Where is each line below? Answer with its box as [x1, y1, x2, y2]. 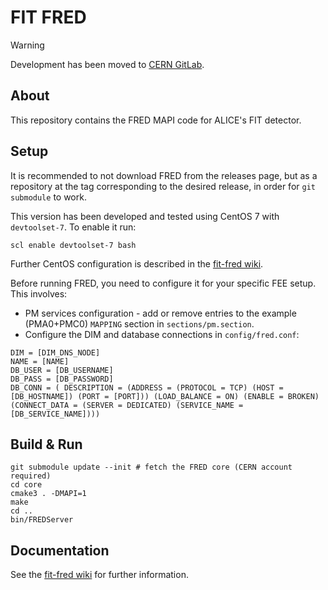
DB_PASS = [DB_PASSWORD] [10, 374, 114, 384]
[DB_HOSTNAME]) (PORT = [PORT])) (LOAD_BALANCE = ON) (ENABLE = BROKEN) [10, 391, 320, 401]
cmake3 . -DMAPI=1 [10, 489, 87, 499]
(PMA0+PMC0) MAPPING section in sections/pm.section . [24, 317, 255, 330]
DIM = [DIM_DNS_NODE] [10, 347, 101, 358]
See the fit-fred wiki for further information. [10, 569, 189, 581]
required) [10, 471, 52, 481]
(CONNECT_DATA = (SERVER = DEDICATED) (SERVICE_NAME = [10, 400, 244, 410]
